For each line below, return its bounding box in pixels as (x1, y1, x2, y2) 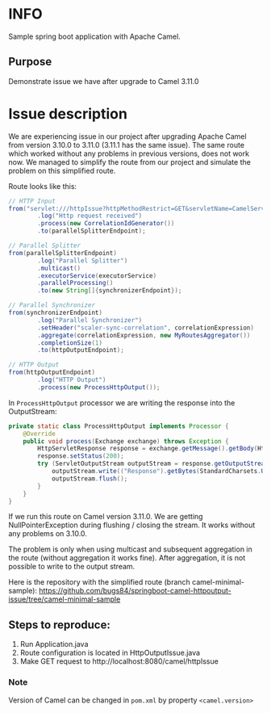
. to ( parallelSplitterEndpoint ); (37, 227, 147, 235)
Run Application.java (19, 640, 89, 649)
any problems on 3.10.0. (8, 529, 87, 539)
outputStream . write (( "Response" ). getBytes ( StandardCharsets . (51, 468, 262, 476)
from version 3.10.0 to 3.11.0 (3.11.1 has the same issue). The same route (8, 140, 244, 149)
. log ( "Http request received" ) (37, 212, 143, 220)
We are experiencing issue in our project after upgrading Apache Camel (8, 131, 248, 141)
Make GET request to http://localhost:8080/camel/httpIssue (19, 656, 219, 666)
